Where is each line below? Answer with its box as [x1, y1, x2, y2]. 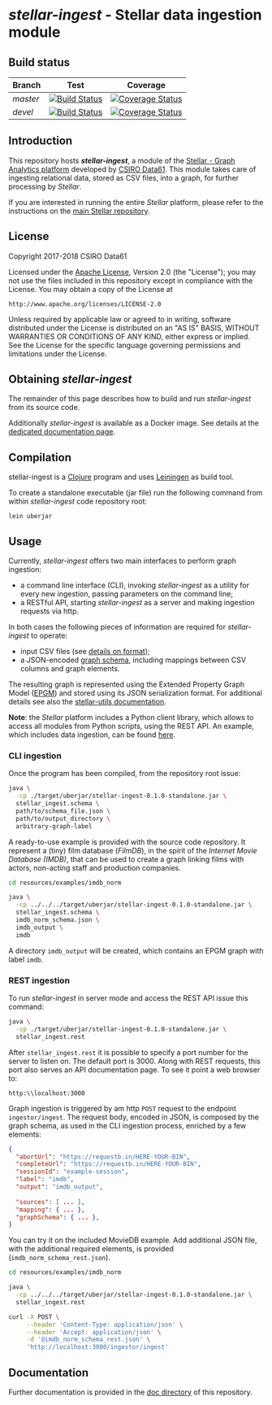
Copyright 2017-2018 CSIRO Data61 [8, 251, 127, 261]
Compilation [8, 450, 71, 465]
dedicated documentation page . [8, 427, 116, 437]
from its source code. [8, 403, 80, 412]
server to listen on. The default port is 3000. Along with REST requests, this [8, 1056, 261, 1066]
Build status [8, 55, 71, 69]
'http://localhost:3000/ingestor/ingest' [26, 1343, 169, 1351]
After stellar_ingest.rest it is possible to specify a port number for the [8, 1047, 249, 1057]
